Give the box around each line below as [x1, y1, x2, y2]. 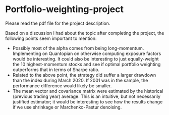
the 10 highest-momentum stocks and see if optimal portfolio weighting [12, 61, 161, 67]
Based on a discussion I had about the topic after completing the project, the [5, 30, 164, 36]
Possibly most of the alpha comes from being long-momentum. [12, 45, 144, 51]
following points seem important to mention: [5, 35, 97, 41]
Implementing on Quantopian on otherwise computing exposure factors [12, 50, 161, 56]
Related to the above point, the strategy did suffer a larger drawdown [12, 72, 156, 78]
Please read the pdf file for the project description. [5, 20, 110, 26]
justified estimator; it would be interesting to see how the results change [12, 98, 163, 104]
